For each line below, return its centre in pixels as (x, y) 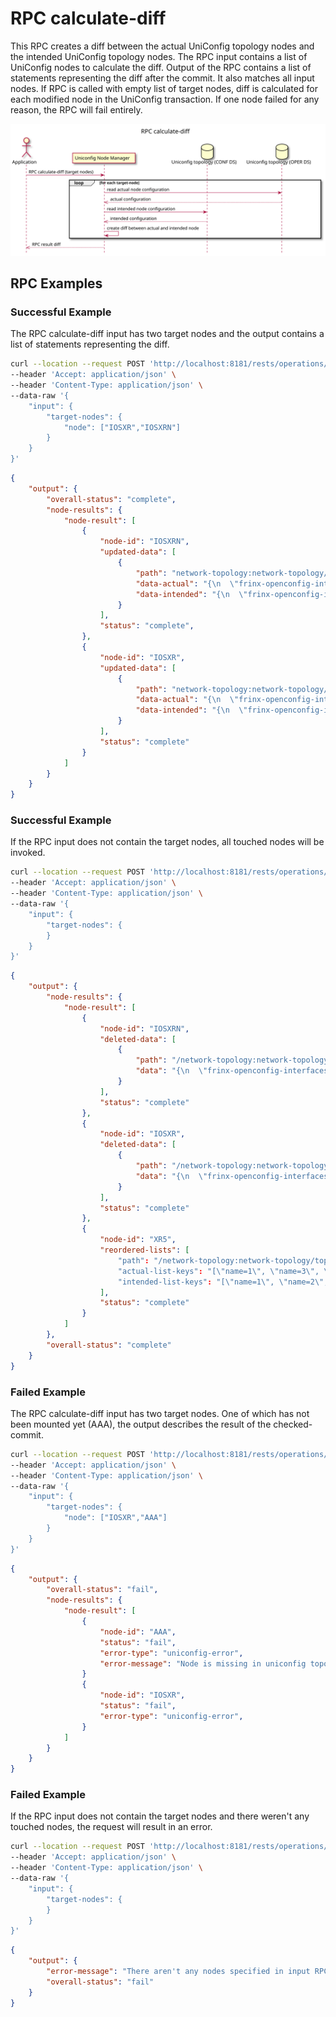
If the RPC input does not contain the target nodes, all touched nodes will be (167, 842)
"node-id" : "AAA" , (138, 1632)
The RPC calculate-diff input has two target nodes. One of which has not (160, 1413)
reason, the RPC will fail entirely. (76, 109)
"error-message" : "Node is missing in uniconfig (203, 1663)
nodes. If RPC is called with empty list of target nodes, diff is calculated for (164, 88)
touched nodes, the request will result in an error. (111, 1827)
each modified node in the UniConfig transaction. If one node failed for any (165, 99)
